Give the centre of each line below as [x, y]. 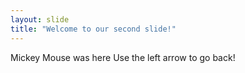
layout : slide [40, 19]
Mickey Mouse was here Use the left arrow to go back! [123, 57]
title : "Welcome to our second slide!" [93, 29]
